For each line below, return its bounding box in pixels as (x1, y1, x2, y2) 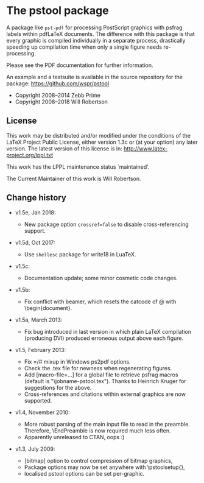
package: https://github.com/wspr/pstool (6, 80, 110, 87)
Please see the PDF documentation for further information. (6, 62, 153, 69)
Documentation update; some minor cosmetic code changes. (24, 274, 178, 281)
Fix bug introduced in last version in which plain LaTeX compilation (24, 328, 192, 335)
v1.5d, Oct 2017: (15, 239, 55, 246)
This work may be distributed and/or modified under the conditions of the (6, 132, 191, 139)
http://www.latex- (124, 144, 168, 152)
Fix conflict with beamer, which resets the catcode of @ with (24, 298, 177, 305)
